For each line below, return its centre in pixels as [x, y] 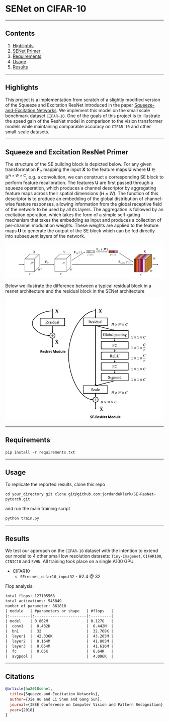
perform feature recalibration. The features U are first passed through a [79, 183]
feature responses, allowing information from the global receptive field [89, 204]
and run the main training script [38, 509]
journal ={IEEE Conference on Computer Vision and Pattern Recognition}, [88, 704]
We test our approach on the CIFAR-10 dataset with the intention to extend [82, 551]
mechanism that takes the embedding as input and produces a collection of [83, 220]
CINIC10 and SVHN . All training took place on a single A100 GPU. [70, 562]
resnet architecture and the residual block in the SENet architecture [75, 291]
